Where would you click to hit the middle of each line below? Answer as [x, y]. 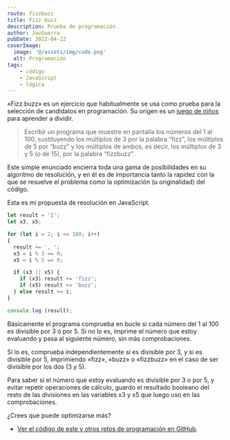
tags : [15, 65]
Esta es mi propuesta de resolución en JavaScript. [79, 203]
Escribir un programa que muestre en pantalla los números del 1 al [118, 132]
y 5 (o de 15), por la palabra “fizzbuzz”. [79, 154]
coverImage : [24, 46]
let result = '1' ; [33, 216]
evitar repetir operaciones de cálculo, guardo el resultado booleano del [108, 387]
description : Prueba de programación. [63, 26]
